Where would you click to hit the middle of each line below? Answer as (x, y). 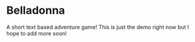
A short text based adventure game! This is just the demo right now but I (98, 27)
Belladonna (36, 10)
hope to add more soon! (37, 33)
